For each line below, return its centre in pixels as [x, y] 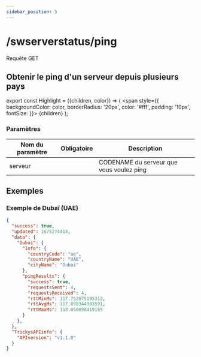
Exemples [25, 191]
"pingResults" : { [44, 277]
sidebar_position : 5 [32, 12]
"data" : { [24, 237]
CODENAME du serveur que [138, 162]
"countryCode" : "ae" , [55, 254]
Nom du [32, 145]
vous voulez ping [122, 170]
